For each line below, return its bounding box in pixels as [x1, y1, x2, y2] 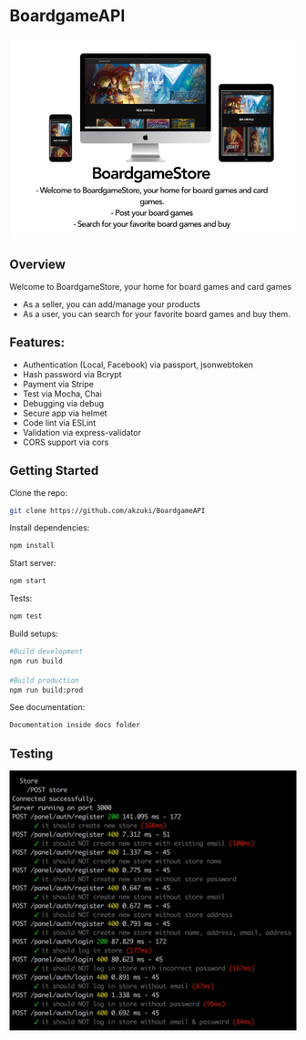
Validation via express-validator [22, 427, 141, 438]
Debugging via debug [22, 397, 105, 408]
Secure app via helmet [22, 407, 107, 418]
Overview [9, 257, 66, 273]
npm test [9, 612, 43, 621]
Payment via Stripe [22, 378, 94, 389]
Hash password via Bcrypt [22, 368, 122, 379]
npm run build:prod [9, 685, 84, 695]
